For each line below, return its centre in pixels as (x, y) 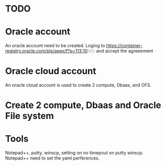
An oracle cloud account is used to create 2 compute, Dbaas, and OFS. (78, 85)
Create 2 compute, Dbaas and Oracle (83, 105)
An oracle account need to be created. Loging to (55, 46)
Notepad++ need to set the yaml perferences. (52, 158)
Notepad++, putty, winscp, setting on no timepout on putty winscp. (74, 153)
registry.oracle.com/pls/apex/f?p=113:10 (46, 51)
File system (29, 116)
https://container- (124, 46)
